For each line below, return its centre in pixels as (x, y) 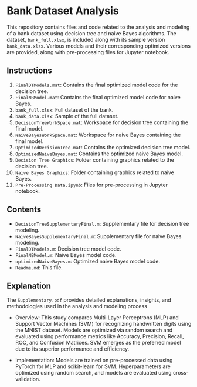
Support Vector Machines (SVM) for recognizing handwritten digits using (103, 324)
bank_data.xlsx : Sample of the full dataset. (67, 116)
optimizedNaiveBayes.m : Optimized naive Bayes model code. (88, 261)
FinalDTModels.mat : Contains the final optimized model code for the (96, 85)
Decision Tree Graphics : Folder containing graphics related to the (95, 159)
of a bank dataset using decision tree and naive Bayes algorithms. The (91, 33)
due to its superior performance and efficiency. (72, 349)
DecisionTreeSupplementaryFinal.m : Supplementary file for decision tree (102, 223)
